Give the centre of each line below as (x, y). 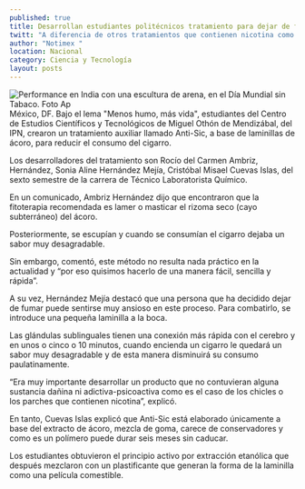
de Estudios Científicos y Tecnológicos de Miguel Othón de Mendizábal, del (151, 123)
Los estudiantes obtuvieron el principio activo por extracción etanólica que (149, 455)
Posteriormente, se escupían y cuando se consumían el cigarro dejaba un (147, 234)
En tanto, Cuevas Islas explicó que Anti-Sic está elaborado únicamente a (145, 418)
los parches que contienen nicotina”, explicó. (93, 401)
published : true (40, 18)
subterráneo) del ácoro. (54, 216)
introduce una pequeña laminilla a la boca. (89, 317)
